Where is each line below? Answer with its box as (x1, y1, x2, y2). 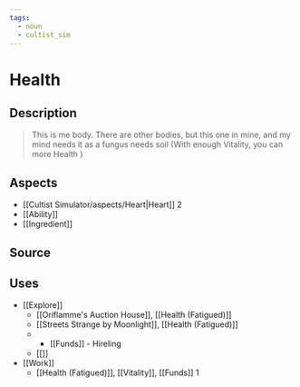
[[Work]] (22, 358, 54, 369)
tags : (9, 13, 30, 23)
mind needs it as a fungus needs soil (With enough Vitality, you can (31, 139, 284, 150)
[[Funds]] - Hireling (49, 338, 122, 350)
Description (9, 105, 77, 121)
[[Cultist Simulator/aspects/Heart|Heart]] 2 (22, 199, 183, 210)
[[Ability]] (22, 209, 59, 220)
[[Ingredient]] (22, 219, 73, 230)
